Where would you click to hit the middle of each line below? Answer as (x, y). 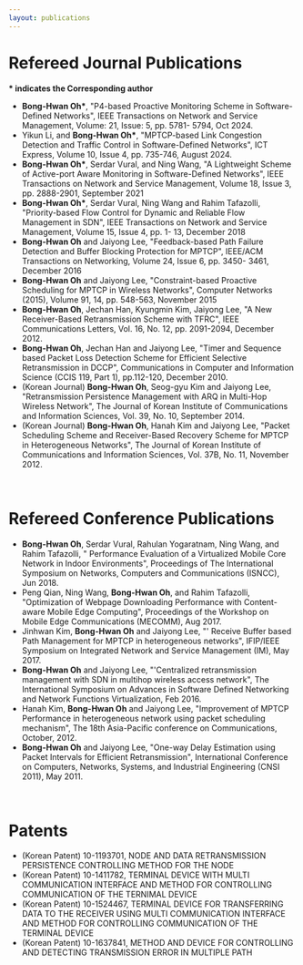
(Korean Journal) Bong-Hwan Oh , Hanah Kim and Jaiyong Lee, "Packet (156, 426)
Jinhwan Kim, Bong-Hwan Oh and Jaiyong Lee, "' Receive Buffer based (157, 631)
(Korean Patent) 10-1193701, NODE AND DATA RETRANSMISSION (144, 856)
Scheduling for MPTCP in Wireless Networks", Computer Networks (147, 290)
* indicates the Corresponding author (81, 88)
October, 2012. (50, 737)
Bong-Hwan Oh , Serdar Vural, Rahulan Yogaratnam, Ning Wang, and (150, 544)
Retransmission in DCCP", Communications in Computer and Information (158, 367)
